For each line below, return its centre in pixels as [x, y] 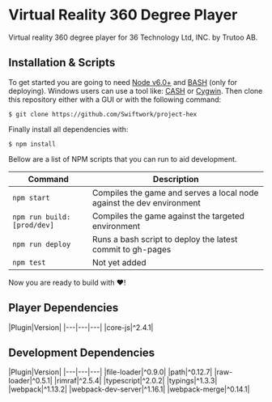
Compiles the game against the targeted [168, 216]
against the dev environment [146, 202]
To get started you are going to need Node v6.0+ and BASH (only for [123, 82]
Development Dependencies [82, 352]
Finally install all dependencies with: [68, 129]
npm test [29, 262]
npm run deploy [42, 244]
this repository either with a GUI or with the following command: [115, 99]
